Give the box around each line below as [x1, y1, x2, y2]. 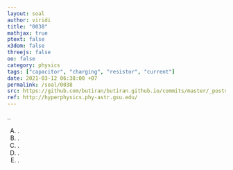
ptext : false [7, 36, 45, 43]
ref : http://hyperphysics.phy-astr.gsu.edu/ [7, 94, 138, 101]
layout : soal [7, 10, 45, 17]
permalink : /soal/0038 [7, 81, 73, 88]
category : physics [7, 62, 60, 69]
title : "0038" [7, 23, 49, 30]
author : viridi [7, 17, 51, 24]
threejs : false [7, 49, 51, 56]
